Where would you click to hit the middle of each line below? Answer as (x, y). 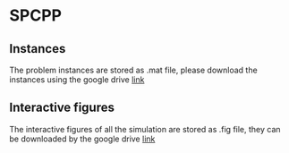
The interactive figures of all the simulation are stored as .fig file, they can (145, 129)
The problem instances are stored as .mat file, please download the (133, 70)
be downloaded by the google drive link (82, 139)
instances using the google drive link (77, 80)
